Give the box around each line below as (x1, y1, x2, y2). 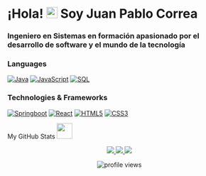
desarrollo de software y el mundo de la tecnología (7, 40, 186, 50)
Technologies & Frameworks (7, 93, 108, 103)
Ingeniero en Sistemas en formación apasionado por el (7, 31, 200, 41)
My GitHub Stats (7, 132, 55, 141)
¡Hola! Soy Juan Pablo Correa (7, 6, 198, 22)
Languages (7, 59, 48, 69)
